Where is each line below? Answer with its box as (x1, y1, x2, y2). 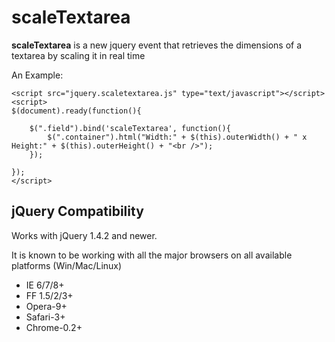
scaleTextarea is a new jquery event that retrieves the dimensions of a (11, 39, 303, 51)
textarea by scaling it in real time (11, 49, 146, 61)
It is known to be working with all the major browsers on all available (11, 249, 293, 261)
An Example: (11, 69, 64, 81)
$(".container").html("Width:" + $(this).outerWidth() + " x (47, 132, 308, 142)
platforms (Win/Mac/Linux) (11, 259, 123, 271)
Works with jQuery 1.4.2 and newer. (11, 229, 158, 241)
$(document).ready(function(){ (11, 106, 142, 116)
